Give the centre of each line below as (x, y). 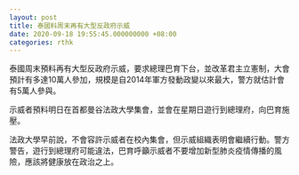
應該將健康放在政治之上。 (71, 162)
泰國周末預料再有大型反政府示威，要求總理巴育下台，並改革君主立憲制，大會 (149, 68)
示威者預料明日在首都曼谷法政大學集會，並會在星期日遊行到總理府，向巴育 (145, 110)
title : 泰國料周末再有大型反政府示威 (70, 26)
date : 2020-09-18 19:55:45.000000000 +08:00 (93, 34)
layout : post (33, 17)
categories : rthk (41, 42)
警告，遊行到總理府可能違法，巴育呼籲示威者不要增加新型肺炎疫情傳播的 (141, 151)
